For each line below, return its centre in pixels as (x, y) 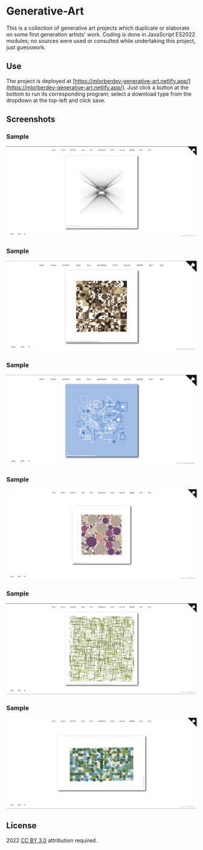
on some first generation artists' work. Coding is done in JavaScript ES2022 (101, 34)
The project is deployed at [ (40, 81)
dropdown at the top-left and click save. (56, 100)
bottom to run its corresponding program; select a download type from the (99, 94)
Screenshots (31, 119)
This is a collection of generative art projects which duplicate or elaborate (98, 28)
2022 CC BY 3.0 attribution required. (52, 840)
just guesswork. (26, 47)
